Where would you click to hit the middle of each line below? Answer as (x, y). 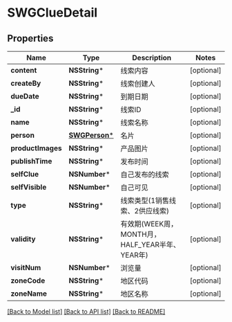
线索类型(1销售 (145, 200)
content (24, 70)
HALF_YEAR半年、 (151, 245)
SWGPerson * (91, 135)
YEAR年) (134, 255)
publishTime (31, 161)
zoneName (29, 294)
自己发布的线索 (145, 175)
